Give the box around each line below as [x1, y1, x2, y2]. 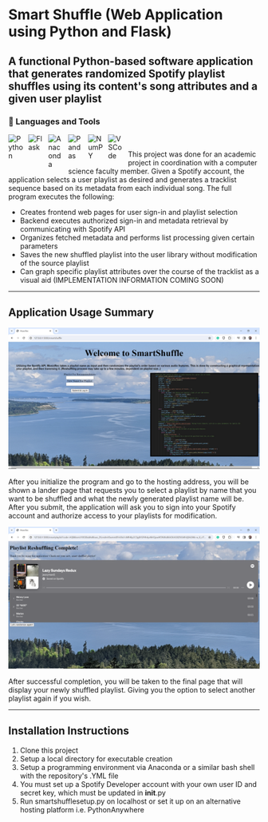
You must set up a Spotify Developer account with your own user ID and [19, 779, 258, 788]
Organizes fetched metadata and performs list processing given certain [19, 232, 255, 242]
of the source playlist [19, 258, 89, 268]
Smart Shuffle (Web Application [8, 6, 223, 24]
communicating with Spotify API [19, 224, 126, 233]
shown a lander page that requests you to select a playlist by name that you [8, 486, 257, 495]
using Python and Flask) [8, 22, 172, 41]
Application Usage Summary [8, 306, 154, 320]
